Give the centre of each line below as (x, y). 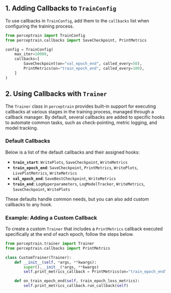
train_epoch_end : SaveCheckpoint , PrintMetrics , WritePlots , (75, 167)
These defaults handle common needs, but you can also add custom (77, 199)
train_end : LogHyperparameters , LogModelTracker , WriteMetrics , (79, 184)
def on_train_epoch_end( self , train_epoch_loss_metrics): (77, 281)
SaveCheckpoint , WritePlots (41, 189)
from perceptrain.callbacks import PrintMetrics (58, 248)
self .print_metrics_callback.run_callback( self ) (76, 286)
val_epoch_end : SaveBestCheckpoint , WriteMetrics (64, 178)
